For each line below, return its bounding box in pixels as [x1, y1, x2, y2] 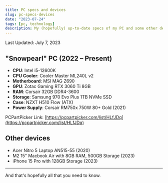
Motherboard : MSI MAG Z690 [12, 78, 75, 84]
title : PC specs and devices [5, 7, 66, 12]
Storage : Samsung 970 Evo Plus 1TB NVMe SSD [12, 93, 112, 100]
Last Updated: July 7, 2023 [5, 39, 61, 45]
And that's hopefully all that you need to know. [5, 172, 101, 178]
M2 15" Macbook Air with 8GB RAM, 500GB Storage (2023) [12, 152, 135, 158]
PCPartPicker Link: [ [5, 114, 46, 120]
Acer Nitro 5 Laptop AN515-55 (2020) [12, 147, 90, 153]
